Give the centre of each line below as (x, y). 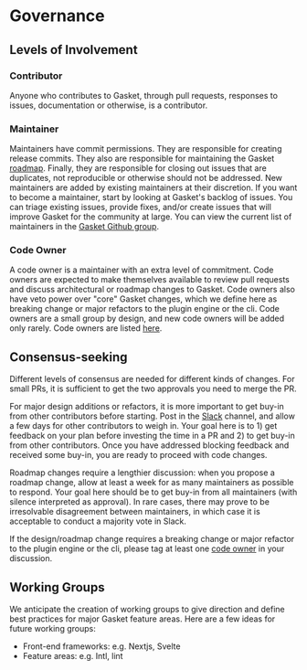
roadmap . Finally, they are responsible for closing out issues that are (138, 168)
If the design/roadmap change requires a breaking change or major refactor (152, 539)
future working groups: (53, 629)
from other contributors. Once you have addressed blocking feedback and (149, 445)
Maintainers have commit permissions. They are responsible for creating (146, 149)
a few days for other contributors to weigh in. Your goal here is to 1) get (143, 426)
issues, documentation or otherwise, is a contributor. (109, 105)
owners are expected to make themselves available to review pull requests (150, 280)
